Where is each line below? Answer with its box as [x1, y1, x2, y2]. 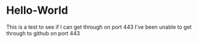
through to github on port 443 [6, 29, 80, 36]
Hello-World [6, 4, 68, 17]
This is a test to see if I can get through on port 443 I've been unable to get [6, 23, 192, 30]
